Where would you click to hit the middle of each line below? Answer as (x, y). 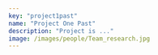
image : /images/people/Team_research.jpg (79, 38)
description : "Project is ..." (61, 31)
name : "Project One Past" (52, 23)
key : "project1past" (43, 16)
